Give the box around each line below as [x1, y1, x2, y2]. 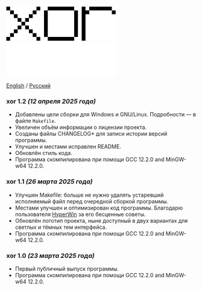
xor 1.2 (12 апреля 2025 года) [6, 97, 96, 105]
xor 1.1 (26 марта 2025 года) [6, 177, 93, 186]
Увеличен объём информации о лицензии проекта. [14, 124, 147, 131]
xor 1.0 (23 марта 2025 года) [6, 251, 95, 260]
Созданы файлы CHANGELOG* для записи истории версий [14, 130, 168, 137]
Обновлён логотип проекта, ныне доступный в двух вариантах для [14, 217, 188, 224]
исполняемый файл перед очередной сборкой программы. [14, 197, 169, 205]
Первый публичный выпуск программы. [14, 265, 119, 272]
